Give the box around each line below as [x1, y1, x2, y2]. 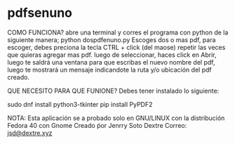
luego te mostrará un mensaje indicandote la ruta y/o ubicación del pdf [7, 65, 212, 74]
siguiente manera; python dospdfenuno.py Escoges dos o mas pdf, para [7, 35, 216, 44]
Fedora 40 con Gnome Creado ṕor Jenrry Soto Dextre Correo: [7, 121, 187, 129]
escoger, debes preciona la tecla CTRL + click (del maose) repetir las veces [7, 43, 226, 51]
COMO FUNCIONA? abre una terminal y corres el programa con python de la [7, 28, 229, 37]
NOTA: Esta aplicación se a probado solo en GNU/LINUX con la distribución [7, 114, 225, 122]
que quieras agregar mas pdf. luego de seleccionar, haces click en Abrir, [7, 51, 217, 59]
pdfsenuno [7, 5, 72, 21]
